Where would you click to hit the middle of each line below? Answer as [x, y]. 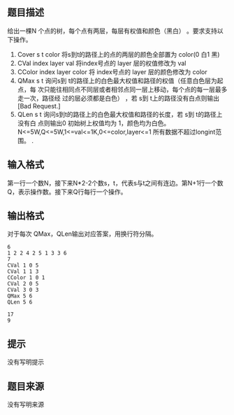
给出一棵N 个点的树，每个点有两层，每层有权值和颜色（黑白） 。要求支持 [112, 31]
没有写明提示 [25, 362]
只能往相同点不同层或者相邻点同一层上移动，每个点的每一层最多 [136, 89]
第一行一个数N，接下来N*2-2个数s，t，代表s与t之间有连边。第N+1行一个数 [115, 183]
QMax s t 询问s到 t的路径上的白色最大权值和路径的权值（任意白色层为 [117, 80]
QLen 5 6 [20, 302]
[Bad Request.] [39, 106]
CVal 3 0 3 [23, 290]
